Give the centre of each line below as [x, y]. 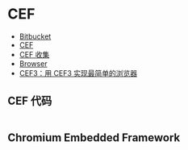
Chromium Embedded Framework [94, 138]
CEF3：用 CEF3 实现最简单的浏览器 [78, 73]
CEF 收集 [34, 54]
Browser [33, 63]
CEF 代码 [30, 101]
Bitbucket [35, 36]
